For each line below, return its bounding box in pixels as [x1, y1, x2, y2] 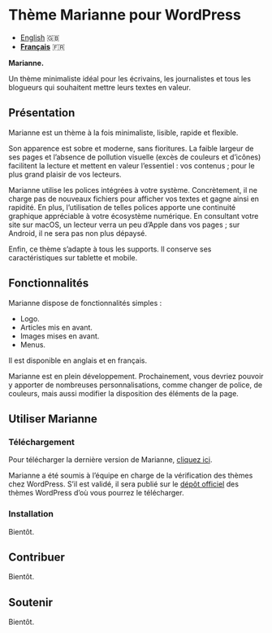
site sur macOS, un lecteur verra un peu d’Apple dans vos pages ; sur [8, 220, 240, 229]
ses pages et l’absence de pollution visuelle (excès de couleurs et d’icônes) [8, 152, 261, 162]
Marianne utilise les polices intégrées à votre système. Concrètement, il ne [8, 185, 258, 194]
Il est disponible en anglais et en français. [8, 356, 148, 365]
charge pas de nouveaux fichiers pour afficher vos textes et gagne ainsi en [8, 194, 260, 203]
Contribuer [8, 550, 65, 564]
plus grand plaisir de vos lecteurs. [8, 169, 122, 179]
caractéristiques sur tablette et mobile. [8, 252, 138, 262]
